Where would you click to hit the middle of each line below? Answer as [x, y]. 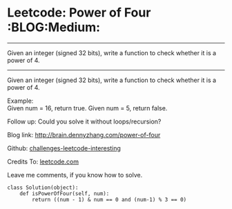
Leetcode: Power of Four [79, 13]
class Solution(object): [43, 188]
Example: [20, 101]
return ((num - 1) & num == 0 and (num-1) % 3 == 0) [109, 199]
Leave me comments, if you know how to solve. [75, 175]
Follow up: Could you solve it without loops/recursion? [84, 121]
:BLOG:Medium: [54, 27]
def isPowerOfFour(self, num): [65, 193]
